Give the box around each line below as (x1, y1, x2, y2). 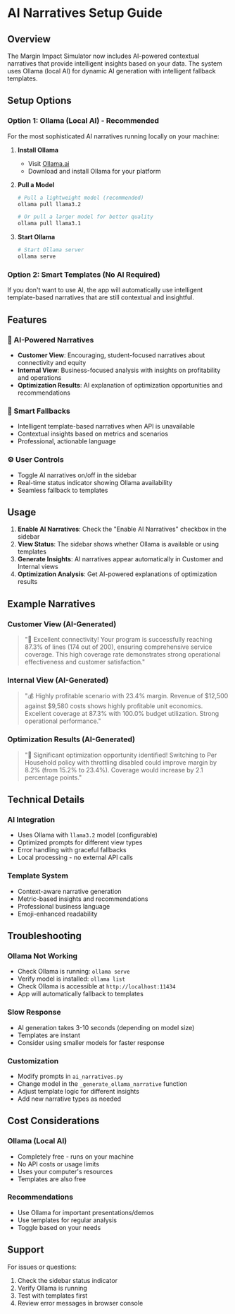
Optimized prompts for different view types (17, 838, 143, 847)
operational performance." (24, 717, 101, 725)
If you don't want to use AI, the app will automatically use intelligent (7, 286, 203, 294)
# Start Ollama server (17, 246, 84, 253)
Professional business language (17, 902, 110, 910)
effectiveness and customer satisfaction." (24, 658, 146, 667)
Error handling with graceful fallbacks (17, 846, 127, 854)
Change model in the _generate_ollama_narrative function (17, 1079, 188, 1088)
